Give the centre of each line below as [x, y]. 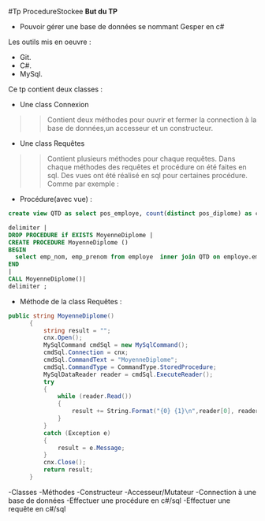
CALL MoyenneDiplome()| [47, 279]
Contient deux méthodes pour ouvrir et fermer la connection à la [152, 120]
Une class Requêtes [52, 143]
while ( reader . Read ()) [95, 396]
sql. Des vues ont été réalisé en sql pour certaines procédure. [147, 175]
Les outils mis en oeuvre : [50, 42]
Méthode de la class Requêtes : [71, 301]
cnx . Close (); [65, 463]
